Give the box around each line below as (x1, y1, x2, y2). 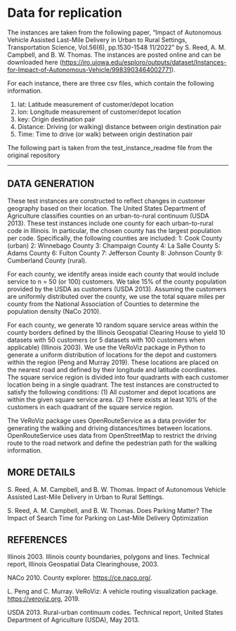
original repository (7, 151, 60, 159)
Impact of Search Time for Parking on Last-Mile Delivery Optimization (7, 514, 209, 522)
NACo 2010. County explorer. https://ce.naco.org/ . (7, 573, 152, 582)
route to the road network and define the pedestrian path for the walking (7, 439, 217, 447)
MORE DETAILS (7, 467, 76, 479)
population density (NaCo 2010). (7, 307, 102, 315)
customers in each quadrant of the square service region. (7, 402, 174, 411)
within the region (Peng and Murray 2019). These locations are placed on (7, 358, 219, 366)
